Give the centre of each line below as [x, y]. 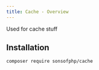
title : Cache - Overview [37, 12]
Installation [28, 48]
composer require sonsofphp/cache [50, 61]
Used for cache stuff [32, 29]
